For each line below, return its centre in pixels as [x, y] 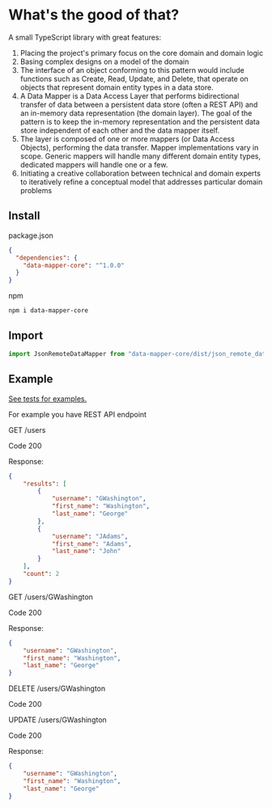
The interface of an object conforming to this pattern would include [132, 70]
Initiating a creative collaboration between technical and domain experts [140, 173]
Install [24, 216]
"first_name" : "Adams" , [91, 544]
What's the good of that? [94, 15]
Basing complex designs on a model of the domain [104, 61]
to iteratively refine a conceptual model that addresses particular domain [141, 182]
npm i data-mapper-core [49, 311]
